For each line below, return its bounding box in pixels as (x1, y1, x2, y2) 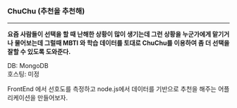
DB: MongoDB (7, 62, 49, 70)
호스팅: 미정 (7, 70, 40, 79)
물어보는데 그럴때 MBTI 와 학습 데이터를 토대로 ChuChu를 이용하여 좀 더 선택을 (14, 39, 230, 47)
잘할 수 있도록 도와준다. (7, 48, 71, 56)
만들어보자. (37, 93, 68, 102)
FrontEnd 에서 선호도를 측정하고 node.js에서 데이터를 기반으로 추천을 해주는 (7, 85, 217, 93)
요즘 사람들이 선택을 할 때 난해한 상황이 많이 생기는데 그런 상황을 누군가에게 (7, 30, 212, 39)
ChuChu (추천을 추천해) (7, 6, 85, 15)
